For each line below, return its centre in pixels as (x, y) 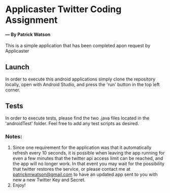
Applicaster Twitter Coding (63, 9)
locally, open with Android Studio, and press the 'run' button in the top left (82, 85)
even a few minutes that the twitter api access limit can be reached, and (88, 159)
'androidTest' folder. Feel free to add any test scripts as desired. (72, 124)
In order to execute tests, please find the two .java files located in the (77, 118)
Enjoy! (19, 185)
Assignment (31, 20)
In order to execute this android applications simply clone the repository (80, 79)
